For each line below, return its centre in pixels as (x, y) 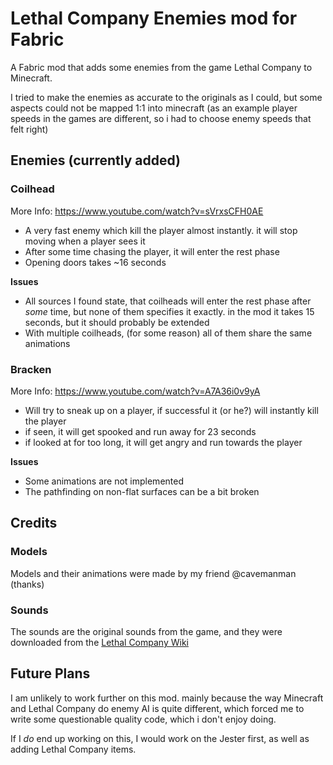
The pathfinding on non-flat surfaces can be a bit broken (142, 491)
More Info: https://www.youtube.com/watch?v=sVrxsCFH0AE (137, 211)
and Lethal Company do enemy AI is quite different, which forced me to (157, 708)
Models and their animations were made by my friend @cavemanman (153, 573)
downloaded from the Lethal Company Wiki (99, 642)
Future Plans (50, 673)
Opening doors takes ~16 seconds (95, 262)
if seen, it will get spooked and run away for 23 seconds (140, 431)
